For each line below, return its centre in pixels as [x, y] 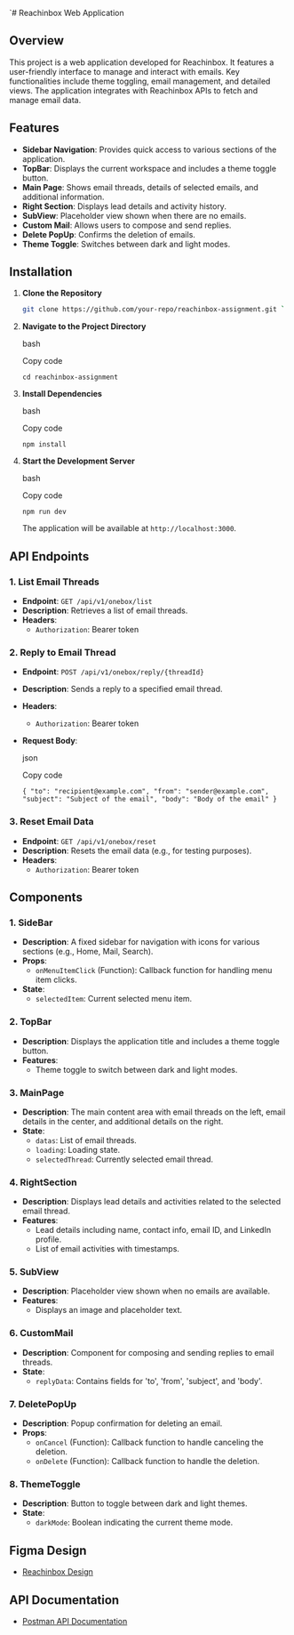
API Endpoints [49, 556]
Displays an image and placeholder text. [109, 1310]
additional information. [63, 197]
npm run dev [44, 512]
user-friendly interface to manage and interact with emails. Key [124, 71]
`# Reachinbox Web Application [67, 13]
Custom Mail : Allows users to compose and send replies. [127, 225]
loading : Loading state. [78, 1149]
